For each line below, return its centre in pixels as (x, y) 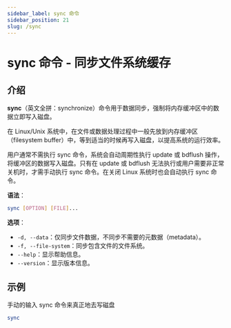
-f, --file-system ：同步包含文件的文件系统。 (83, 246)
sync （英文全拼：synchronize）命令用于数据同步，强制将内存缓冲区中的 (110, 108)
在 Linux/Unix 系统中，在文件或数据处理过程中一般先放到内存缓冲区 (103, 131)
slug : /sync (24, 26)
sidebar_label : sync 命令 (43, 13)
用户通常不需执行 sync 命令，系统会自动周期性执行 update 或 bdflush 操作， (115, 155)
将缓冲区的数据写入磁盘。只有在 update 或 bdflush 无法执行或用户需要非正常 (116, 164)
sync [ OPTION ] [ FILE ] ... (43, 209)
